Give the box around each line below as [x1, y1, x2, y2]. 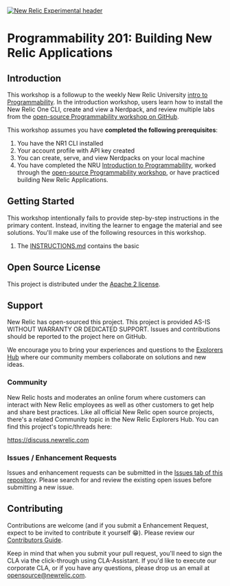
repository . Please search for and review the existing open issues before [7, 476, 212, 484]
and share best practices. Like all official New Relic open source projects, [7, 407, 215, 416]
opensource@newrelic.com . [7, 571, 87, 579]
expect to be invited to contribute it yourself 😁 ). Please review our [7, 528, 195, 537]
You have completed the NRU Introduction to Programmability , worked [16, 161, 216, 169]
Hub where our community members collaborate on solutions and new [7, 353, 207, 361]
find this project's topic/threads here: [7, 422, 113, 431]
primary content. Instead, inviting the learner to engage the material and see [7, 221, 222, 229]
